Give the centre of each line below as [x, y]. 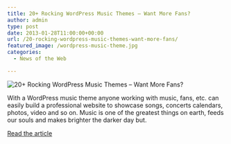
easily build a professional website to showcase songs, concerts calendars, [115, 105]
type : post [23, 26]
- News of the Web [40, 59]
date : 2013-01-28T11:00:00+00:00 [55, 33]
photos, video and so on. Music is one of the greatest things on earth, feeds [115, 112]
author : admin [28, 20]
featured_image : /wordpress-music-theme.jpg [72, 46]
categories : [24, 53]
